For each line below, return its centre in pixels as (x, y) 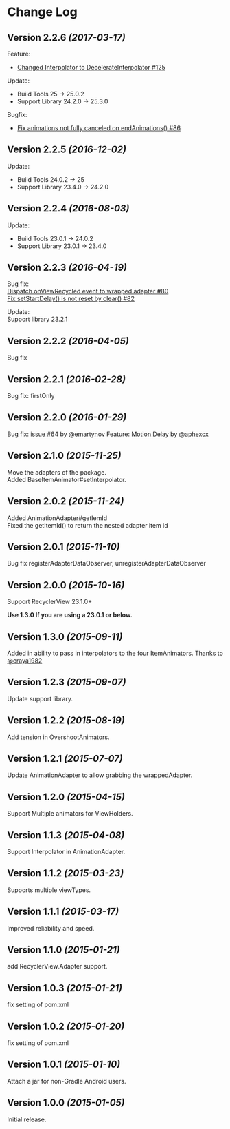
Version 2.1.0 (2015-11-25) (64, 456)
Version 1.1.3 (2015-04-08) (66, 835)
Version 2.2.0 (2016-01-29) (67, 417)
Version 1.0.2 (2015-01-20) (66, 1026)
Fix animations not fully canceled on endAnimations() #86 (99, 128)
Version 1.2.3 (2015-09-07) (67, 682)
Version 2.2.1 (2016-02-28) (66, 379)
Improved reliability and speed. (51, 928)
